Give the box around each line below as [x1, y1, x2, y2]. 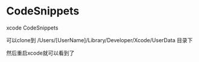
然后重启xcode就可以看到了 [6, 49, 75, 57]
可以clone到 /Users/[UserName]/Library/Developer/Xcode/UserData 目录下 [6, 36, 193, 43]
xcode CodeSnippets [6, 24, 58, 31]
